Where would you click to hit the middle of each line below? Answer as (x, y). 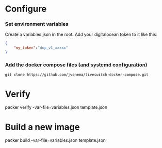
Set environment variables (37, 24)
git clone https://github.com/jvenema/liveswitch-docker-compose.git (77, 75)
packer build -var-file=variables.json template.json (55, 140)
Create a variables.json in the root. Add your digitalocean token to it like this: (81, 34)
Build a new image (42, 127)
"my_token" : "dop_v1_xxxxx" (41, 48)
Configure (26, 9)
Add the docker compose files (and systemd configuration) (76, 65)
